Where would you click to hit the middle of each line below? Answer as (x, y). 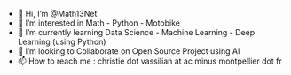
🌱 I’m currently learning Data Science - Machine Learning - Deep (136, 32)
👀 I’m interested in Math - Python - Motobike (98, 23)
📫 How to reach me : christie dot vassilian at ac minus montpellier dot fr (149, 61)
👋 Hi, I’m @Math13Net (57, 14)
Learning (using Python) (62, 41)
